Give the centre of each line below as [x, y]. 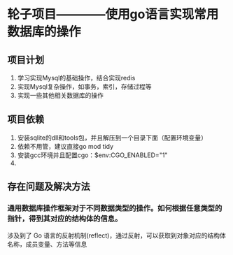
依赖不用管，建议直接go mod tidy [65, 146]
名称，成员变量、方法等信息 [47, 244]
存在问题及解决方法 [49, 187]
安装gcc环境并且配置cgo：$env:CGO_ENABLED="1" [92, 155]
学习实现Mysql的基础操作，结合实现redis [76, 78]
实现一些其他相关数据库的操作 [60, 95]
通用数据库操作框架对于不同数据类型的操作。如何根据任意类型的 [115, 208]
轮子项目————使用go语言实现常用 [113, 14]
